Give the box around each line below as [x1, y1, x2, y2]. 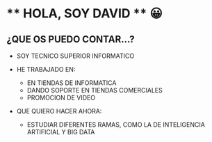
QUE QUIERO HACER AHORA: [16, 107, 102, 115]
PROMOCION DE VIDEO [26, 93, 95, 102]
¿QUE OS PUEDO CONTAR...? [6, 33, 135, 45]
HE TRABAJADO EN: [16, 65, 76, 73]
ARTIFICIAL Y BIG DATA [26, 128, 95, 136]
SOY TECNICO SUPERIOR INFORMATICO [16, 52, 135, 60]
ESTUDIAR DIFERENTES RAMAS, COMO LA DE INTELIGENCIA [26, 120, 206, 129]
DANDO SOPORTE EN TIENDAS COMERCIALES [26, 86, 163, 94]
